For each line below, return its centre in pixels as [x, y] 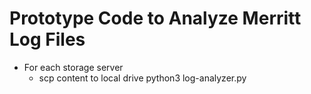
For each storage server [73, 67]
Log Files [47, 39]
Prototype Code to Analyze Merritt [155, 18]
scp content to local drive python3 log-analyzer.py [142, 78]
